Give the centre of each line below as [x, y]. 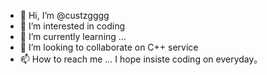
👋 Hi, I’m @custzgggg [64, 15]
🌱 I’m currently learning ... [73, 36]
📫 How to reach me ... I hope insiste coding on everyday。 [141, 59]
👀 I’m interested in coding [72, 26]
